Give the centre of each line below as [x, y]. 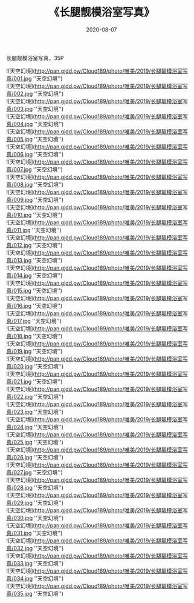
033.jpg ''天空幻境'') [39, 563]
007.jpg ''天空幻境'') [38, 169]
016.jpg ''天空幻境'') [38, 305]
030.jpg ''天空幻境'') [39, 518]
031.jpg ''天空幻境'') [38, 533]
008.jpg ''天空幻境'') [39, 184]
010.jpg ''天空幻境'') [38, 215]
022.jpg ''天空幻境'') [39, 396]
